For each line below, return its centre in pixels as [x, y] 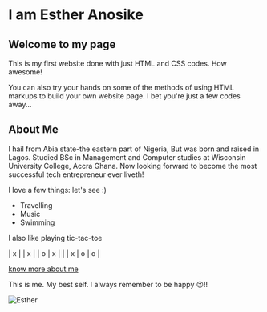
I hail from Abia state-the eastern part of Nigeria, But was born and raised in [134, 149]
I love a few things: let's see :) [57, 190]
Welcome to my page [62, 44]
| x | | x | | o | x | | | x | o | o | [54, 253]
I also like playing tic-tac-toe [55, 238]
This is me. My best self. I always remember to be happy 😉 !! [108, 284]
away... [20, 104]
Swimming [37, 222]
